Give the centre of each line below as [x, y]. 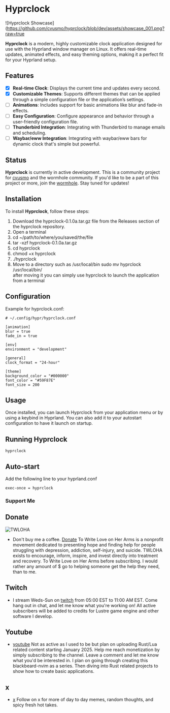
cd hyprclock [26, 248]
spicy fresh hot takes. [35, 705]
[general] [16, 358]
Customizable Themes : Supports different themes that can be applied [86, 94]
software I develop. [33, 616]
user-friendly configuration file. [45, 122]
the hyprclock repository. [39, 226]
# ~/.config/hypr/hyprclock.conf [41, 318]
